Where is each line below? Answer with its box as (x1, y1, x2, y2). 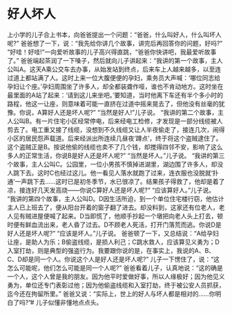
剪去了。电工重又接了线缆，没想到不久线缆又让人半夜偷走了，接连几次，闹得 (7, 125, 225, 133)
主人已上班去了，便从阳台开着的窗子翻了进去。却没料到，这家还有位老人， (7, 203, 219, 211)
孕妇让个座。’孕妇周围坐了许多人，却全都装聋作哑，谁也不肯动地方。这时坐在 (7, 82, 224, 91)
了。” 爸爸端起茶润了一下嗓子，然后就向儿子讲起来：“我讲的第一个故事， (7, 56, 211, 64)
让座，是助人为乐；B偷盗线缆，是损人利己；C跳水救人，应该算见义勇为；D (7, 238, 220, 246)
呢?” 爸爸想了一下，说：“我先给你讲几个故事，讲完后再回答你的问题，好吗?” (7, 39, 223, 47)
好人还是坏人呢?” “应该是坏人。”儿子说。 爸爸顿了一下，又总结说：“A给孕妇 (7, 229, 220, 237)
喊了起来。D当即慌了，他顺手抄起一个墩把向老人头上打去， (49, 211, 217, 220)
